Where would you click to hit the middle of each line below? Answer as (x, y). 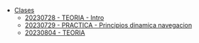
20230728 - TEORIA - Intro (64, 18)
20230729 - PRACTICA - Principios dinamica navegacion (108, 25)
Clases (24, 10)
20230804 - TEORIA (55, 32)
